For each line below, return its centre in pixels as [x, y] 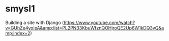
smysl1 [20, 9]
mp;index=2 [18, 33]
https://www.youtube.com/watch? [99, 22]
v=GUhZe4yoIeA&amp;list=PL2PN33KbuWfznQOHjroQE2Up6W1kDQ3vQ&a [85, 27]
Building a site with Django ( [35, 22]
